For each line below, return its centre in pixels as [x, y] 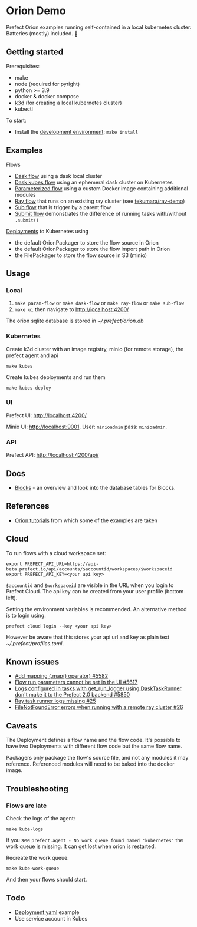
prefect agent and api [32, 355]
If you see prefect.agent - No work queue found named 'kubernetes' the [95, 840]
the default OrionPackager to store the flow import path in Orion [92, 249]
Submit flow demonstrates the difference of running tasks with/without [101, 213]
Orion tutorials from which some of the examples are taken [86, 520]
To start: [16, 120]
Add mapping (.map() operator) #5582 [61, 676]
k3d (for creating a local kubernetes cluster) [68, 103]
